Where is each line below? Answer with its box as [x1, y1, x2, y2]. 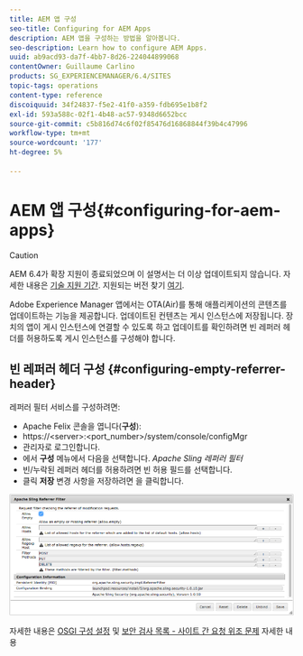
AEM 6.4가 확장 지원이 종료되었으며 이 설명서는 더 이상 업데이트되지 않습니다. [9, 268, 281, 279]
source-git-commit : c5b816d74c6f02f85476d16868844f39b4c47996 [9, 119, 248, 128]
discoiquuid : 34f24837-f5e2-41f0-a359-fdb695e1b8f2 [9, 100, 207, 109]
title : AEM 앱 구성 [9, 14, 77, 23]
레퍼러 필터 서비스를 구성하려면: [9, 402, 121, 412]
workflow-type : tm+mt [9, 129, 91, 138]
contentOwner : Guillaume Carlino [9, 62, 135, 71]
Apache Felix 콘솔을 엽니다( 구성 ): [22, 420, 142, 431]
